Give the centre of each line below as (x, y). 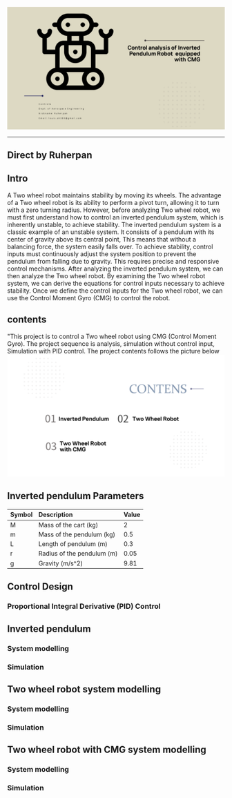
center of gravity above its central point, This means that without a (102, 239)
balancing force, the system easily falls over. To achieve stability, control (110, 246)
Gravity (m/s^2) (61, 563)
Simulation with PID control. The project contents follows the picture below (113, 351)
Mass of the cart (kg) (68, 525)
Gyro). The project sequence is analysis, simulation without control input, (111, 343)
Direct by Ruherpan (50, 155)
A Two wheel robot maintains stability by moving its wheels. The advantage (114, 195)
